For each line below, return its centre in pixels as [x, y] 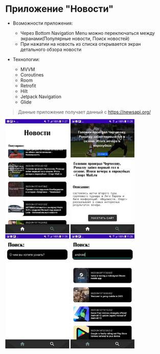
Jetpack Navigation [41, 96]
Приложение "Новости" [60, 9]
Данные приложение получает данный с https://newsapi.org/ [84, 112]
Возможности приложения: [43, 23]
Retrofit [28, 86]
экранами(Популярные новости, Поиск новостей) [75, 38]
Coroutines [32, 74]
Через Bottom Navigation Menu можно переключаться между [87, 33]
